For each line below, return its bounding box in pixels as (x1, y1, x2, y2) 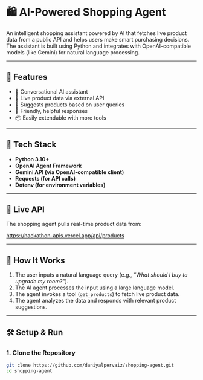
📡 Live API (6, 204, 45, 214)
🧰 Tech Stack (6, 140, 57, 150)
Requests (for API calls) (14, 175, 76, 182)
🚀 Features (6, 72, 48, 82)
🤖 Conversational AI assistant (14, 88, 88, 95)
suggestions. (14, 303, 48, 311)
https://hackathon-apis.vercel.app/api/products (6, 232, 125, 239)
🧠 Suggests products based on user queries (14, 101, 125, 108)
